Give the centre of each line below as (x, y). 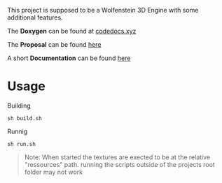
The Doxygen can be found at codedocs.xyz (72, 31)
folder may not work (53, 172)
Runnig (18, 131)
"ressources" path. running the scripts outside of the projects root (119, 164)
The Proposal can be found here (54, 44)
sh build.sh (25, 118)
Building (19, 105)
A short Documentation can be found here (69, 58)
